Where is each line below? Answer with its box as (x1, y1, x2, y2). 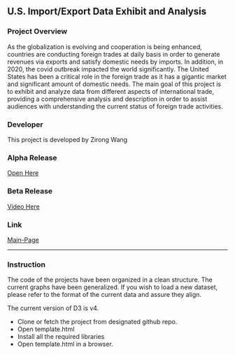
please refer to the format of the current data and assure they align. (7, 291, 201, 299)
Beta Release (7, 186, 53, 196)
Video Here (7, 202, 40, 211)
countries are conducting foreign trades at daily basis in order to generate (7, 50, 220, 58)
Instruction (7, 259, 46, 269)
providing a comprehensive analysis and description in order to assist (7, 95, 208, 103)
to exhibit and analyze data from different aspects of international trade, (7, 87, 215, 95)
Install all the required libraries (17, 333, 105, 341)
